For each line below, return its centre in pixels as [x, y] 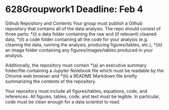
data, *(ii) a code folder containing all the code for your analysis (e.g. [77, 39]
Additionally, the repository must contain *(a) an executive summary [76, 65]
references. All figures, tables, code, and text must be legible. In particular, [83, 96]
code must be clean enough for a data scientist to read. [63, 101]
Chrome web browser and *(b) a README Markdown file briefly [71, 76]
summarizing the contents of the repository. [51, 81]
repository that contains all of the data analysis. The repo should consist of [83, 28]
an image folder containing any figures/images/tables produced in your [79, 50]
